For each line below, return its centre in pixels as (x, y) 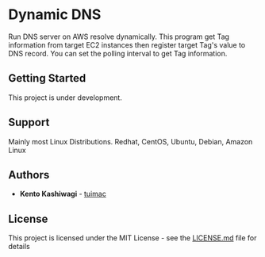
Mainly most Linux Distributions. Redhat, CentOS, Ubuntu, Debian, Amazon (131, 141)
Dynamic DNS (55, 15)
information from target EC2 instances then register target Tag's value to (127, 44)
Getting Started (47, 78)
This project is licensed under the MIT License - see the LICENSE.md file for (132, 238)
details (19, 247)
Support (29, 123)
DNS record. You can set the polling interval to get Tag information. (118, 53)
